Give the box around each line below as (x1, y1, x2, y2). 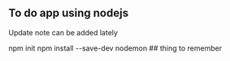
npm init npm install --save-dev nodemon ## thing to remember (8, 43, 222, 53)
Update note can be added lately (8, 27, 118, 37)
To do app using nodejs (8, 6, 128, 20)
